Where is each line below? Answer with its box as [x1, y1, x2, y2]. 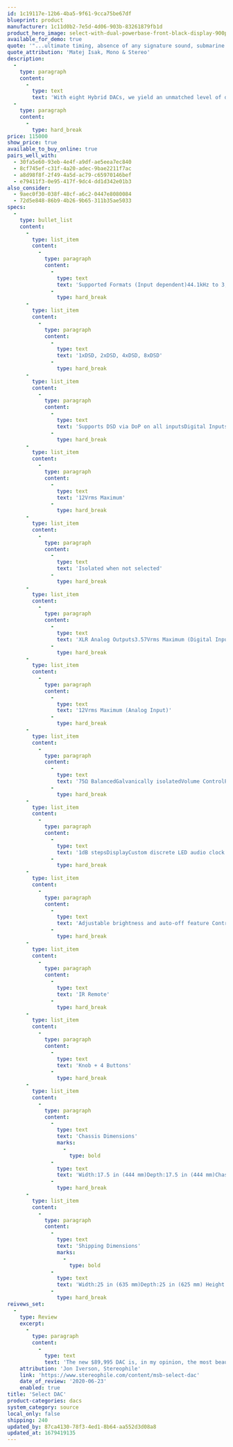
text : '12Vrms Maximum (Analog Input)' [56, 707, 172, 714]
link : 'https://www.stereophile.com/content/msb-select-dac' [19, 1371, 200, 1378]
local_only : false [7, 1410, 60, 1417]
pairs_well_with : [7, 152, 58, 160]
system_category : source [7, 1403, 79, 1411]
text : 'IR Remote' [56, 990, 110, 998]
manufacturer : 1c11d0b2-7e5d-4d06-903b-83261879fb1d [7, 23, 163, 30]
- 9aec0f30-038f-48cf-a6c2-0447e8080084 [13, 191, 132, 198]
